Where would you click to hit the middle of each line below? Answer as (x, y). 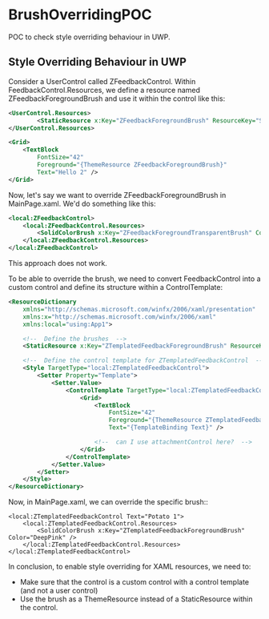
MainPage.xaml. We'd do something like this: (82, 203)
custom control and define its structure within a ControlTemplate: (115, 287)
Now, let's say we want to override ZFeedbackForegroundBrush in (117, 195)
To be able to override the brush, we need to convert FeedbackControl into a (134, 279)
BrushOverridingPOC (80, 15)
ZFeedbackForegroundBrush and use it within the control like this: (117, 98)
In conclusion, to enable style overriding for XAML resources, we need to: (130, 567)
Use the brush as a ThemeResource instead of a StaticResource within (136, 599)
